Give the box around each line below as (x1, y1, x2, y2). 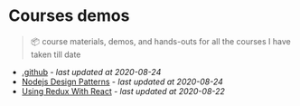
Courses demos (8, 5, 130, 26)
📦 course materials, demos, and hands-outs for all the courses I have (30, 35, 291, 46)
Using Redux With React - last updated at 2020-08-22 (21, 85, 225, 96)
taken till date (30, 49, 81, 60)
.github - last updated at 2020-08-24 (21, 66, 162, 77)
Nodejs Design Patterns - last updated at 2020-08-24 (21, 76, 223, 87)
